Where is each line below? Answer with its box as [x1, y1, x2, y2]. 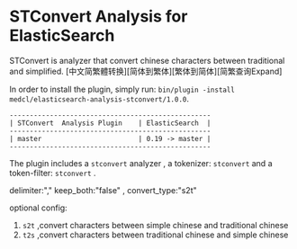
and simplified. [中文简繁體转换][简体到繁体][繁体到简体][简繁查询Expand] [9, 66, 283, 76]
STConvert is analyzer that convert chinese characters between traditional [9, 55, 285, 66]
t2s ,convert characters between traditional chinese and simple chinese [22, 229, 289, 240]
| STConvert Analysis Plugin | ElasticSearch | [9, 119, 211, 128]
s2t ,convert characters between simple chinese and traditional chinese [22, 219, 289, 230]
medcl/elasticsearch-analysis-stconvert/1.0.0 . [9, 93, 190, 104]
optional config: [9, 202, 67, 213]
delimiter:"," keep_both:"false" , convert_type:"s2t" [9, 184, 197, 195]
